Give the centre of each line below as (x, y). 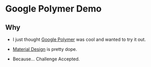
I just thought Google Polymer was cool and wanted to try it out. (79, 39)
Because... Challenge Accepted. (46, 59)
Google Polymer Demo (53, 9)
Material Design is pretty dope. (45, 49)
